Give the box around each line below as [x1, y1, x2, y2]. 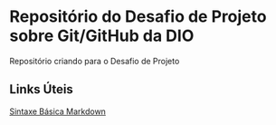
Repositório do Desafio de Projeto [9, 6, 267, 27]
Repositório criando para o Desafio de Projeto [9, 55, 180, 66]
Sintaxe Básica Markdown [9, 106, 107, 117]
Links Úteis [9, 82, 74, 97]
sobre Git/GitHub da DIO [9, 25, 195, 46]
